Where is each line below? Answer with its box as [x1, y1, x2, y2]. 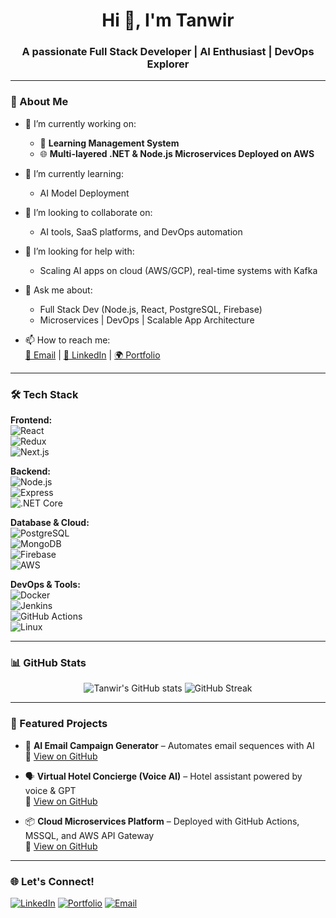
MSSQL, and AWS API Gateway [24, 829, 155, 841]
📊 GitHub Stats [10, 656, 87, 669]
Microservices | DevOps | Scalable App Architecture [39, 314, 255, 326]
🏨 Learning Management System [39, 137, 180, 149]
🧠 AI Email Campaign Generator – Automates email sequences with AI [24, 739, 315, 751]
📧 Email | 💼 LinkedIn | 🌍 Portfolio [24, 349, 161, 361]
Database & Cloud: [10, 517, 90, 529]
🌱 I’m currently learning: [24, 167, 124, 179]
